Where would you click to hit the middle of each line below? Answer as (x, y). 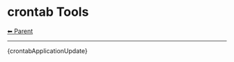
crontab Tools (48, 12)
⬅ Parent (20, 31)
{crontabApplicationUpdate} (48, 51)
